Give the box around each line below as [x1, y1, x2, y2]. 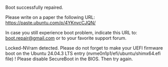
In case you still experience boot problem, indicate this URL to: [5, 30, 137, 35]
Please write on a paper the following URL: [5, 14, 95, 20]
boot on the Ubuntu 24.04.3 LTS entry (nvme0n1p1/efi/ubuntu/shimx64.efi [5, 51, 161, 56]
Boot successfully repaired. [5, 5, 64, 10]
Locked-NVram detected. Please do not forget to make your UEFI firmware [5, 45, 163, 51]
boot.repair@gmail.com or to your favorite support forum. [5, 35, 127, 41]
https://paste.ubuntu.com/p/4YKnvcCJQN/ [5, 20, 96, 26]
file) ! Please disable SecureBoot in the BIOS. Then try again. [5, 56, 133, 62]
